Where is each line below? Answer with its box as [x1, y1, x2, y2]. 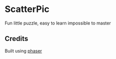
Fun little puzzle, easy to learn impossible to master [5, 20, 111, 26]
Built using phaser [5, 47, 42, 53]
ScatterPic [5, 3, 50, 15]
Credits [5, 34, 29, 43]
